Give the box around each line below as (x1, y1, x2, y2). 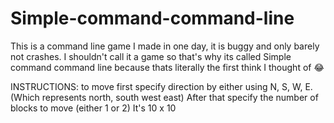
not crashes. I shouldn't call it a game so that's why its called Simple (10, 50, 292, 62)
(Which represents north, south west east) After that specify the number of (10, 91, 319, 103)
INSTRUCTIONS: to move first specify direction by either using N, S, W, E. (10, 80, 313, 92)
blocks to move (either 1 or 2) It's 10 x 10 (10, 102, 177, 114)
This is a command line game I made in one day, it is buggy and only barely (10, 40, 320, 52)
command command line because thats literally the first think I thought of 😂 (10, 61, 325, 73)
